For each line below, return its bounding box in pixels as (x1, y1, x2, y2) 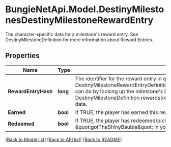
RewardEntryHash (8, 87, 53, 95)
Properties (5, 51, 40, 60)
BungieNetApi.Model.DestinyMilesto (5, 4, 164, 15)
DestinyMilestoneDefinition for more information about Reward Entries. (5, 37, 154, 43)
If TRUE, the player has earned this (75, 108, 158, 115)
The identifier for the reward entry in (75, 75, 162, 82)
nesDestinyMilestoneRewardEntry (5, 14, 154, 26)
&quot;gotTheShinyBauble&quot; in (75, 123, 159, 130)
